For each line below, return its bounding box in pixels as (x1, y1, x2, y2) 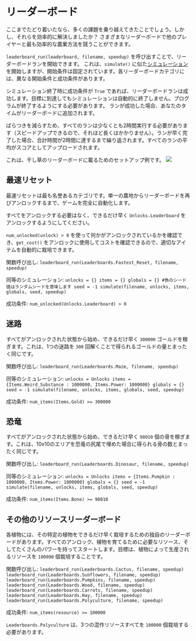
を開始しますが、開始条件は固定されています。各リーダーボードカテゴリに (6, 67, 185, 74)
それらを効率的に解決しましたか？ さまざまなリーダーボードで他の (16, 33, 177, 40)
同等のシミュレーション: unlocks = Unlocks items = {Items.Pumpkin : (6, 473, 176, 480)
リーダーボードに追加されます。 (21, 109, 98, 116)
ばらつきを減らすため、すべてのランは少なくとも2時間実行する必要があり (6, 121, 183, 129)
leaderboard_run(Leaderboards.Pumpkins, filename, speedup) (6, 577, 156, 584)
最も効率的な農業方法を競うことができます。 (26, 40, 134, 48)
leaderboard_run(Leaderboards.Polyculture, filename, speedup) (6, 598, 164, 604)
